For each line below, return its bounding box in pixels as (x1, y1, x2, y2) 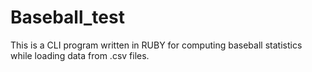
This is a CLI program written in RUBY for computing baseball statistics (10, 39, 303, 51)
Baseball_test (10, 6, 125, 29)
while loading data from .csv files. (10, 49, 150, 61)
